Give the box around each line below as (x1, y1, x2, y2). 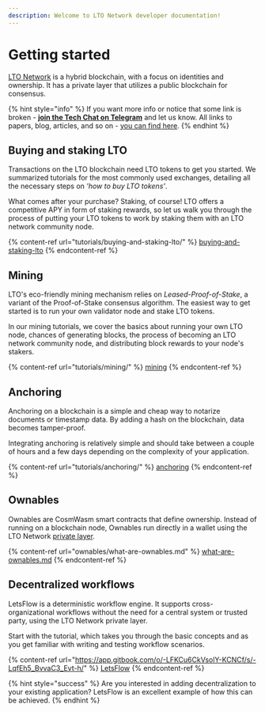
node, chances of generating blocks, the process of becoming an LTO (8, 330, 237, 340)
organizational (8, 607, 55, 617)
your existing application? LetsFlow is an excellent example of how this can (8, 687, 253, 696)
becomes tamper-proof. (8, 423, 86, 432)
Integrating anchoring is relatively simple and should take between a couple (8, 438, 255, 448)
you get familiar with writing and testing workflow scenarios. (8, 639, 206, 649)
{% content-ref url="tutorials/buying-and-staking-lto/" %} (8, 237, 198, 247)
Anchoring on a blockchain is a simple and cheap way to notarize (8, 407, 221, 415)
